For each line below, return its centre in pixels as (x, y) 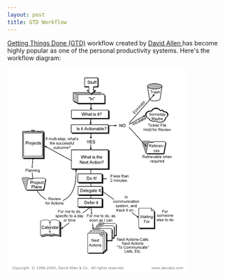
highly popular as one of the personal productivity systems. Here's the (109, 50)
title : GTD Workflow (37, 22)
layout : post (26, 15)
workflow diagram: (34, 58)
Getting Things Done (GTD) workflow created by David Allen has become (112, 43)
